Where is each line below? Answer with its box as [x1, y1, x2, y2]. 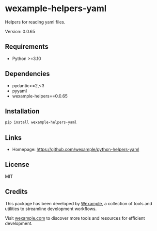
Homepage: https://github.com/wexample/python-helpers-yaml [12, 147, 140, 153]
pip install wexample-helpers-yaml [5, 120, 77, 125]
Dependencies [5, 70, 50, 78]
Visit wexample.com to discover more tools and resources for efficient [5, 215, 145, 221]
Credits [5, 188, 28, 196]
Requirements [5, 42, 48, 51]
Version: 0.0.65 [5, 28, 35, 34]
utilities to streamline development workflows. [5, 206, 97, 212]
